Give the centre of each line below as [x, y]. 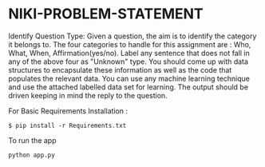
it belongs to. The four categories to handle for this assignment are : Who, [130, 44]
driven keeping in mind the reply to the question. [88, 95]
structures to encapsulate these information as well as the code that [120, 70]
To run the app [32, 140]
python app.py [32, 155]
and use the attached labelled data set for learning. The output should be [129, 87]
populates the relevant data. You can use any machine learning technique [129, 78]
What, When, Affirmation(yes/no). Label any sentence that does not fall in [129, 53]
